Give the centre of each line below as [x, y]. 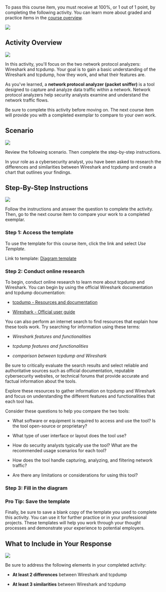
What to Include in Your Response [58, 543]
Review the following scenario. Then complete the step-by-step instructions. [83, 152]
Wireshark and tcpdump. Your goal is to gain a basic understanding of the [81, 69]
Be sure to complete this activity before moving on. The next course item [80, 109]
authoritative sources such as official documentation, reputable [70, 371]
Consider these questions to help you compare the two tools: [67, 411]
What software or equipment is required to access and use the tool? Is [84, 421]
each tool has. [20, 401]
